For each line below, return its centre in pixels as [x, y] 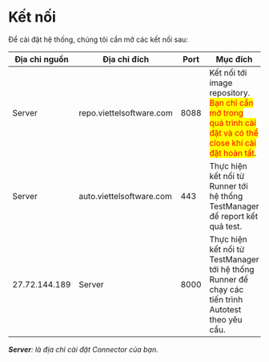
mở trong [227, 112]
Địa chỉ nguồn [42, 59]
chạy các [227, 289]
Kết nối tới [228, 72]
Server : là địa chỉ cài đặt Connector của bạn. [83, 349]
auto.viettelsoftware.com [125, 196]
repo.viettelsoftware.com [126, 112]
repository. [230, 92]
